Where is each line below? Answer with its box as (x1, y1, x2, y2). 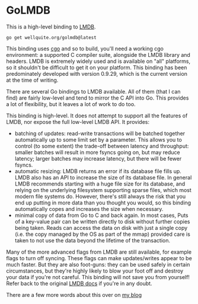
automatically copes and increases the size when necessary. (14, 205, 164, 212)
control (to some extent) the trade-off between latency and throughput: (14, 142, 189, 149)
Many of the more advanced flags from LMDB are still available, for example (6, 248, 191, 255)
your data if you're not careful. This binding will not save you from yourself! (6, 273, 190, 280)
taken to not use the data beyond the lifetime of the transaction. (14, 236, 171, 244)
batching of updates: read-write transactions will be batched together (14, 130, 186, 137)
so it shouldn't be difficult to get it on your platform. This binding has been (6, 63, 187, 71)
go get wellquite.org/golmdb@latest (6, 34, 97, 40)
